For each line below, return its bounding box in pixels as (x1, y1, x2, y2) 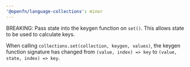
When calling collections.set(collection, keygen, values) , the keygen (6, 42, 181, 49)
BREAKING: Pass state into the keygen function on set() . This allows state (6, 24, 185, 31)
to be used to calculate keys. (6, 30, 75, 38)
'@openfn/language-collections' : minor (6, 8, 103, 15)
